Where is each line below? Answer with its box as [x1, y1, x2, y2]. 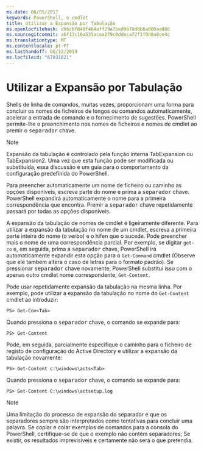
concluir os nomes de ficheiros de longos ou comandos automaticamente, [6, 107, 193, 115]
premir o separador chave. [6, 126, 76, 134]
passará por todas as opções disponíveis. [6, 207, 111, 215]
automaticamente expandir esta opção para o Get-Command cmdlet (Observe [6, 251, 195, 259]
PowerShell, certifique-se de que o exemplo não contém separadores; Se [6, 430, 191, 437]
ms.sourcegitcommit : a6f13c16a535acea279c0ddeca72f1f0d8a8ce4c [6, 32, 171, 38]
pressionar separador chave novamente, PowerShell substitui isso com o [6, 265, 192, 272]
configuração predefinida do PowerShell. [6, 170, 110, 177]
